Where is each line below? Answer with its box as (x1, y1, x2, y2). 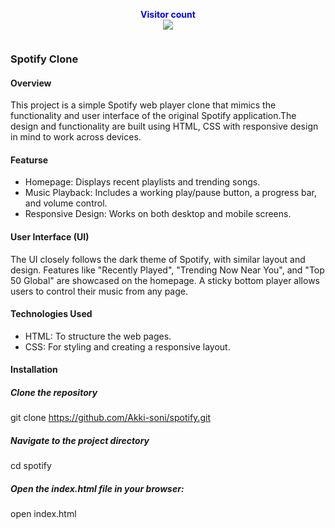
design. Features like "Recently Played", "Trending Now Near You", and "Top (10, 264, 325, 276)
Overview (10, 77, 52, 89)
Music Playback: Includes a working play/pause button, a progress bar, (24, 187, 317, 199)
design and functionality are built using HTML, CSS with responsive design (10, 120, 319, 133)
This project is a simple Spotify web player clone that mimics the (10, 99, 277, 111)
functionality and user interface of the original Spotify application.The (10, 110, 297, 122)
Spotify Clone (10, 52, 79, 66)
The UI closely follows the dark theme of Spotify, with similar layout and (10, 253, 306, 265)
